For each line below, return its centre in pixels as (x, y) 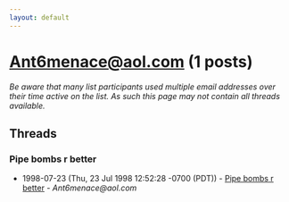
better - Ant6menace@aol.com (79, 188)
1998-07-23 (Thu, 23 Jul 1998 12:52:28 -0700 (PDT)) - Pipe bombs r (148, 179)
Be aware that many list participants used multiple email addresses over (143, 87)
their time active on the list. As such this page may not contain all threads (145, 96)
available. (28, 105)
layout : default (39, 17)
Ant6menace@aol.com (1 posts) (131, 61)
